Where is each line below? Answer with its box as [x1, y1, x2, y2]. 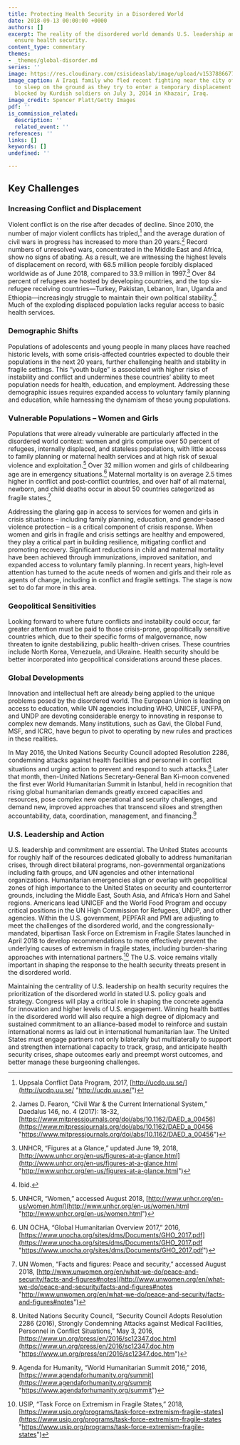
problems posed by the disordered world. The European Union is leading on [8, 696, 231, 705]
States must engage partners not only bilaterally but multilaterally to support [8, 1035, 232, 1043]
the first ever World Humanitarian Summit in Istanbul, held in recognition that [8, 780, 233, 789]
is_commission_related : [8, 110, 79, 117]
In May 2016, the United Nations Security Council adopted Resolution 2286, [8, 749, 230, 757]
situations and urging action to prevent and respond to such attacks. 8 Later [8, 764, 229, 774]
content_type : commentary [8, 44, 85, 51]
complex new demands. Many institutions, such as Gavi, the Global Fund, [8, 719, 223, 728]
